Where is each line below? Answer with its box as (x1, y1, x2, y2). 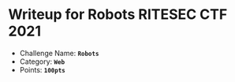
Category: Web (19, 57, 65, 66)
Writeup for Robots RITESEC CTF (8, 6, 228, 24)
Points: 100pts (19, 65, 65, 74)
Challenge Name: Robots (19, 48, 99, 58)
